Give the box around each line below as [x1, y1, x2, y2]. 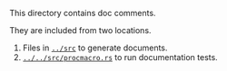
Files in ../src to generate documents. [22, 42, 168, 53]
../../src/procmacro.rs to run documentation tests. [22, 52, 218, 62]
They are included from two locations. [9, 25, 152, 35]
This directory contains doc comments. [9, 8, 156, 18]
